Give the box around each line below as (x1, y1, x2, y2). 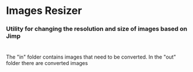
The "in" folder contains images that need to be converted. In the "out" (6, 53, 176, 60)
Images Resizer (6, 4, 82, 17)
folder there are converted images (6, 60, 89, 67)
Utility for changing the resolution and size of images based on (6, 25, 188, 33)
